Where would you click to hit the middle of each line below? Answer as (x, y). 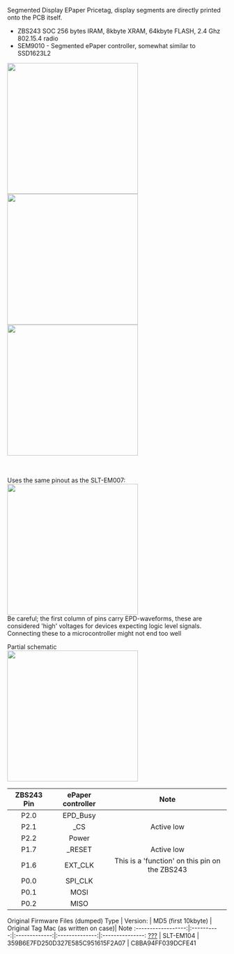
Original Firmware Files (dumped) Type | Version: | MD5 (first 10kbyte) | (110, 921)
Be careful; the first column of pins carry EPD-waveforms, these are (105, 618)
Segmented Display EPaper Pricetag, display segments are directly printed (114, 10)
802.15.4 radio (38, 38)
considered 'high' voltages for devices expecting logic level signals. (104, 626)
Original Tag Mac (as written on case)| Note (70, 928)
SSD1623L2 (34, 53)
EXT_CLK (79, 865)
